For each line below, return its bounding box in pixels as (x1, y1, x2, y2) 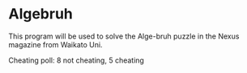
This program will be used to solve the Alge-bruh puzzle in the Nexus (8, 31, 240, 41)
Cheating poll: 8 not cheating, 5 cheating (8, 55, 144, 65)
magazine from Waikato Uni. (8, 39, 103, 49)
